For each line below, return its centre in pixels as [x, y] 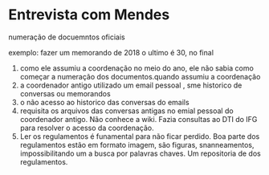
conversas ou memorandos [65, 93]
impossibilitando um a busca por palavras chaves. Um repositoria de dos [140, 153]
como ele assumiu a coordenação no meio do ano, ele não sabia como [137, 68]
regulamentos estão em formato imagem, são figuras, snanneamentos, [137, 144]
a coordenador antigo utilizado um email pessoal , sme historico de [131, 85]
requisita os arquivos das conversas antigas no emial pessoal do [127, 111]
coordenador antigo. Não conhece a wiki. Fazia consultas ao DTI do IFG [139, 119]
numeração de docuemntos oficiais [67, 37]
